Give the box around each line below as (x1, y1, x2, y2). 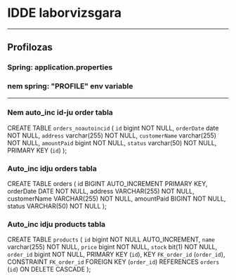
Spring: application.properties (7, 62, 113, 72)
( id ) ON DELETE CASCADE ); (7, 265, 91, 274)
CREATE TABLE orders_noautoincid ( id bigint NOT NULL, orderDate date (7, 124, 219, 132)
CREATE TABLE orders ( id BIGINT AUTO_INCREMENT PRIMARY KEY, (7, 180, 208, 188)
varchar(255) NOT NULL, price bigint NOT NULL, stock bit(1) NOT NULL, (7, 243, 218, 251)
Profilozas (7, 41, 53, 53)
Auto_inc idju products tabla (7, 220, 106, 229)
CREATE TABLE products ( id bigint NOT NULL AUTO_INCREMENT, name (7, 235, 216, 244)
